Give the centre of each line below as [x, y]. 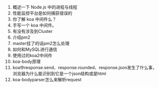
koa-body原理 [26, 61]
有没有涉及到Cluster [32, 31]
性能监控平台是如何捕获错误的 [42, 13]
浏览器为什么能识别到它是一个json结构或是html [59, 73]
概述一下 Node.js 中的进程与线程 [45, 7]
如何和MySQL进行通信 [35, 49]
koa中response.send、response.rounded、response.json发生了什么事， [85, 67]
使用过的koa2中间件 [32, 55]
